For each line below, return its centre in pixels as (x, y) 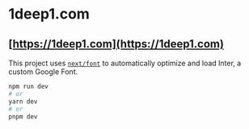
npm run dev (28, 86)
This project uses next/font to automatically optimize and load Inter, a (125, 63)
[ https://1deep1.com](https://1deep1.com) (116, 44)
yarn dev (23, 102)
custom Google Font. (43, 72)
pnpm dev (23, 117)
